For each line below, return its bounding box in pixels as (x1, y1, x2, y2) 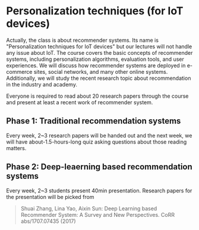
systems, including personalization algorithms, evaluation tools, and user (6, 55, 184, 63)
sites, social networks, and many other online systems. (33, 68, 168, 75)
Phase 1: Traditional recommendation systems (6, 116, 181, 126)
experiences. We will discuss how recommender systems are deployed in (6, 61, 186, 69)
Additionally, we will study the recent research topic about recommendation (6, 74, 191, 82)
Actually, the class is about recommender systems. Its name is (6, 36, 159, 43)
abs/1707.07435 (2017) (20, 217, 76, 225)
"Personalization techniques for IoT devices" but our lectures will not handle (6, 43, 192, 50)
